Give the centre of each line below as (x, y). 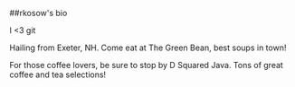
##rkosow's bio (38, 13)
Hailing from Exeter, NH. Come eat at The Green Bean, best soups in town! (148, 48)
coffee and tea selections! (58, 74)
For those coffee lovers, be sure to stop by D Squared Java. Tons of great (146, 65)
